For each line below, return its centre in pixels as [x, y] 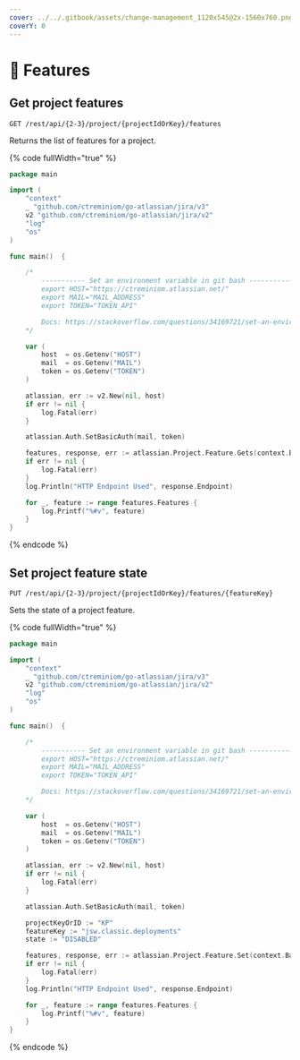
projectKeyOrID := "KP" [70, 923]
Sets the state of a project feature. [72, 610]
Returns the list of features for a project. [83, 141]
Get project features [67, 103]
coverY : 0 [28, 26]
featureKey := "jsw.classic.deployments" [103, 931]
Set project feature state [79, 573]
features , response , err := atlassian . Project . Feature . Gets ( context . [158, 453]
